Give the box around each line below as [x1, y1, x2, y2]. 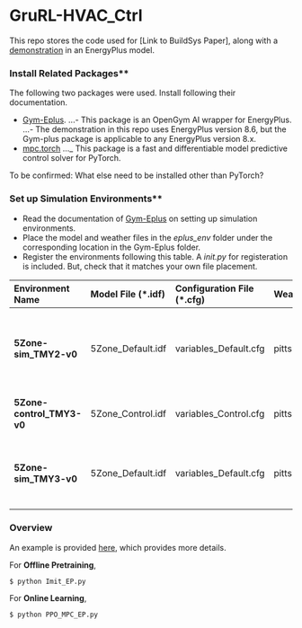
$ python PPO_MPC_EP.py [9, 610, 99, 619]
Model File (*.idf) [90, 287, 166, 300]
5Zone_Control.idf [90, 407, 166, 420]
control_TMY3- [13, 407, 83, 420]
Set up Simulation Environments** [9, 192, 164, 205]
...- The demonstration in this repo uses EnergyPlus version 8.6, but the [22, 124, 287, 135]
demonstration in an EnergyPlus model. [9, 44, 155, 55]
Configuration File [174, 282, 254, 295]
